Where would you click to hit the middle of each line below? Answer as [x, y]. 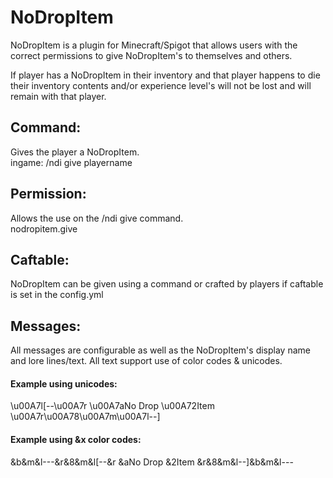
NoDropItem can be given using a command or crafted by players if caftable [167, 284]
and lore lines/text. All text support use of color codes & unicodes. [146, 361]
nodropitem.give [44, 228]
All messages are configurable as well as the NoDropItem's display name [160, 350]
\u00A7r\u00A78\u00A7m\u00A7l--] [85, 417]
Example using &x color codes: [76, 439]
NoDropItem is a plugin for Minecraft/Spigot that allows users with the [154, 45]
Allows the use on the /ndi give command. [97, 218]
